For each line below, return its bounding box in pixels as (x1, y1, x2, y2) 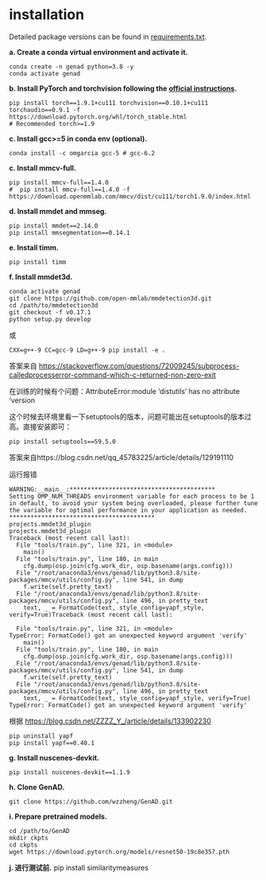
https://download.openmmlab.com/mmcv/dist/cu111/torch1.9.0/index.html (9, 193, 251, 201)
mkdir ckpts (9, 834, 48, 842)
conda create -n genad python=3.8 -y (9, 62, 134, 71)
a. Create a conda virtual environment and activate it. (9, 47, 188, 56)
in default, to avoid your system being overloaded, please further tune (9, 499, 259, 507)
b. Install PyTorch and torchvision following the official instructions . (9, 84, 237, 93)
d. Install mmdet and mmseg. (9, 206, 107, 216)
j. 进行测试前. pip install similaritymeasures (9, 862, 149, 872)
